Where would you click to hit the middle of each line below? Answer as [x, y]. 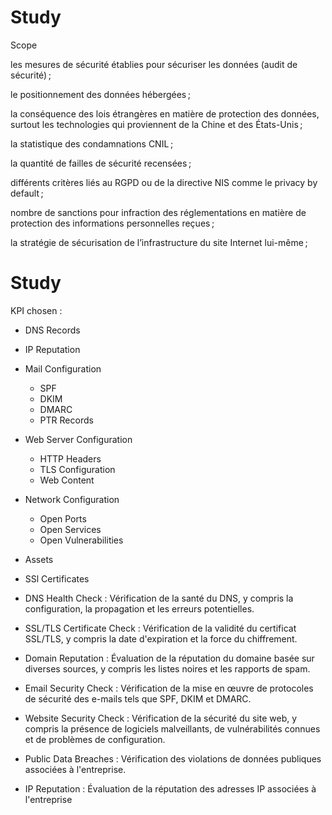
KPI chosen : [36, 310]
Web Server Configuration [78, 439]
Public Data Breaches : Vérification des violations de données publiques [173, 758]
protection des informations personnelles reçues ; [112, 223]
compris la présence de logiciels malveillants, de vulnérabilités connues [172, 728]
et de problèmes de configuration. [95, 739]
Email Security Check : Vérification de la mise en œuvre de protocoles [169, 688]
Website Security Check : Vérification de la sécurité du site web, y [161, 718]
